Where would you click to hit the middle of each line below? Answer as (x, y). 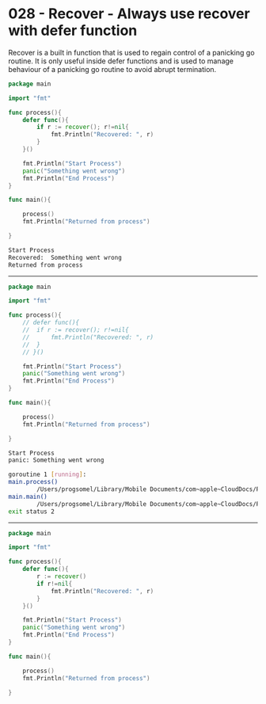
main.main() (28, 497)
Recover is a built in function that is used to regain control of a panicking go (131, 52)
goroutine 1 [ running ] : (47, 475)
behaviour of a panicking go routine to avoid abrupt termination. (112, 69)
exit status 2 (32, 512)
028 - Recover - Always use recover (129, 14)
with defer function (73, 30)
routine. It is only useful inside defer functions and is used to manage (121, 61)
